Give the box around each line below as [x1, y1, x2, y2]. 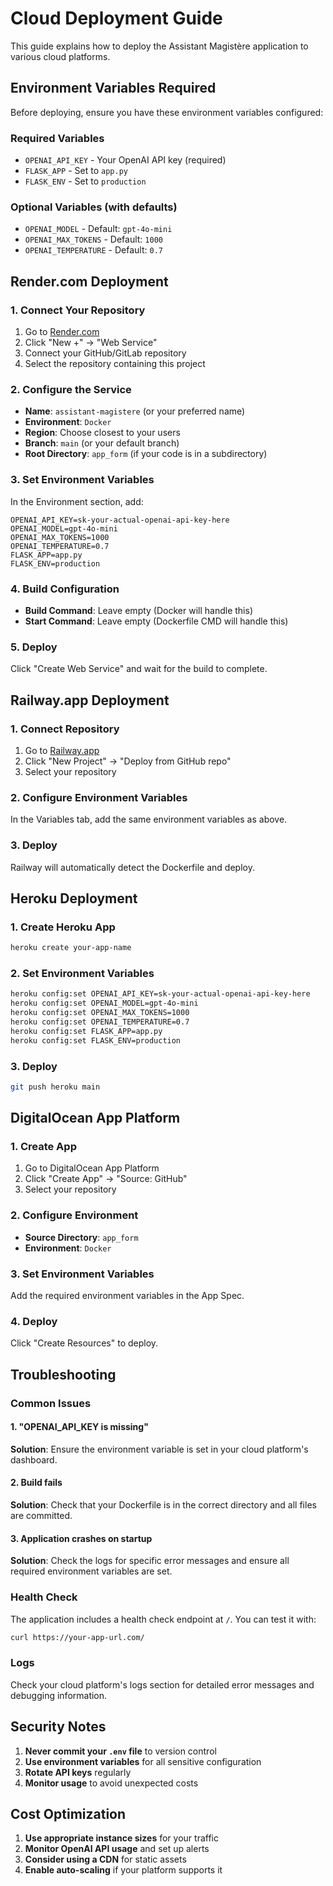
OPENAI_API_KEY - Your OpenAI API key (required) [24, 154, 227, 166]
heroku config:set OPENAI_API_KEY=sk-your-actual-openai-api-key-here [10, 989, 311, 999]
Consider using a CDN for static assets [24, 1853, 187, 1866]
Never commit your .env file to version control [24, 1745, 217, 1757]
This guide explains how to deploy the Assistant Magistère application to [10, 40, 309, 52]
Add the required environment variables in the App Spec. [10, 1290, 245, 1302]
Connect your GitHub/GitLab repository [24, 347, 187, 359]
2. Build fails [10, 1477, 63, 1489]
